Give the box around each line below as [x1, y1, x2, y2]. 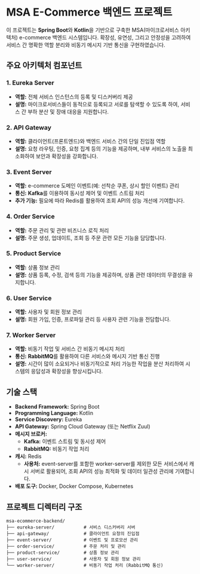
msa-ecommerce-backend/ [6, 518, 66, 524]
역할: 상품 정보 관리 [14, 263, 60, 271]
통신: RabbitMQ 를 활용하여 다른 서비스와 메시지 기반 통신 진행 [14, 353, 160, 360]
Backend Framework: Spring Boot [14, 403, 100, 410]
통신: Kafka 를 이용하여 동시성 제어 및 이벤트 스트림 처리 [14, 189, 145, 197]
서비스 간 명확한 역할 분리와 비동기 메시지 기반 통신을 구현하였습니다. [6, 41, 165, 48]
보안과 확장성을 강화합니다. [35, 152, 99, 159]
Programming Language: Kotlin [14, 410, 94, 417]
